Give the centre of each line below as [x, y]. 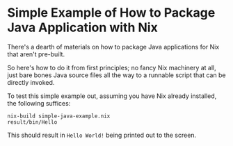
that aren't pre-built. [36, 54]
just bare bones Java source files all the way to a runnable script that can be [116, 75]
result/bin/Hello [32, 122]
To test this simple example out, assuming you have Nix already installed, [112, 96]
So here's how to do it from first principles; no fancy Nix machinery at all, [112, 67]
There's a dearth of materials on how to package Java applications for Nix [113, 47]
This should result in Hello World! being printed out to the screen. [102, 135]
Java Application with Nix [82, 27]
